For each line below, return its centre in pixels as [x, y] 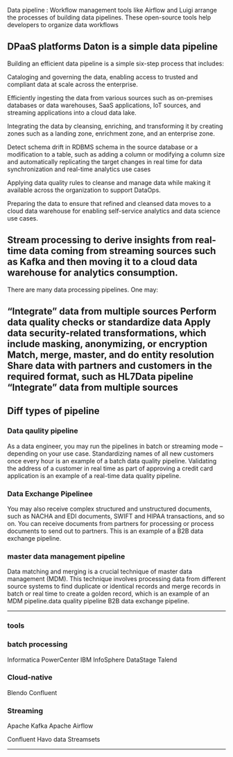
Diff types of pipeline [53, 411]
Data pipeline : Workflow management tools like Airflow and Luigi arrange [112, 10]
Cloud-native [30, 678]
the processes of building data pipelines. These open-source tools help [109, 17]
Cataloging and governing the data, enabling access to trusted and [103, 77]
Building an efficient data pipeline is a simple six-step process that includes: [115, 63]
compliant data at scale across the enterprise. [73, 84]
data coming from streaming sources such [122, 251]
